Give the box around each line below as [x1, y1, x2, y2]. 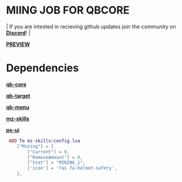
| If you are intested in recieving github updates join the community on [6, 23, 176, 30]
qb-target [6, 92, 31, 99]
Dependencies [6, 61, 79, 75]
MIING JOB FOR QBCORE [6, 4, 130, 17]
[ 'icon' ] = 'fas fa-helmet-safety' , [27, 166, 117, 171]
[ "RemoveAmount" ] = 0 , [27, 154, 83, 160]
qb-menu [6, 104, 29, 111]
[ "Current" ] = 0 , [27, 148, 70, 155]
